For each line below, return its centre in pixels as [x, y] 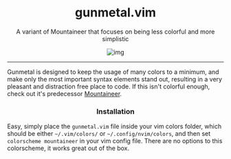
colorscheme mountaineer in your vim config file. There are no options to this [115, 141]
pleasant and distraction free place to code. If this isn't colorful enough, [109, 86]
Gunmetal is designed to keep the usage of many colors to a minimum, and [113, 72]
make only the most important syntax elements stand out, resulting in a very [114, 79]
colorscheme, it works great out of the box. [68, 148]
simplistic [115, 38]
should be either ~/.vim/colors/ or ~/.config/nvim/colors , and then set [109, 134]
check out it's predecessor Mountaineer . [65, 93]
